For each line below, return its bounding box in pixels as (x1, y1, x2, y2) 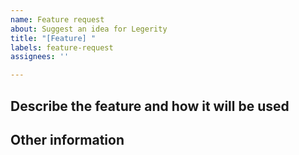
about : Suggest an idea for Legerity (10, 24, 168, 34)
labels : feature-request (10, 42, 114, 53)
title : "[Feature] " (10, 33, 97, 43)
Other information (10, 131, 125, 148)
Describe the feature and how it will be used (10, 97, 290, 115)
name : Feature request (10, 14, 105, 25)
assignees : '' (10, 52, 70, 62)
